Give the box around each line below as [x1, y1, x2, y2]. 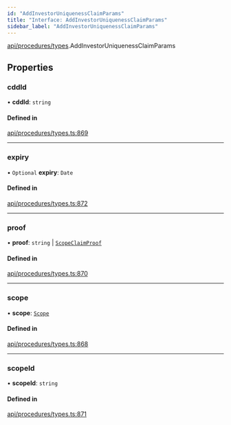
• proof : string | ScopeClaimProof [7, 239, 102, 247]
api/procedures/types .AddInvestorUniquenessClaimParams [7, 42, 176, 50]
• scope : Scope [7, 309, 49, 317]
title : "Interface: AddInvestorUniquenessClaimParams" [7, 17, 168, 23]
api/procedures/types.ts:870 [7, 270, 88, 278]
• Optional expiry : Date [7, 168, 74, 176]
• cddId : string [7, 98, 52, 107]
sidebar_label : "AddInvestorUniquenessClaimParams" [7, 23, 158, 30]
